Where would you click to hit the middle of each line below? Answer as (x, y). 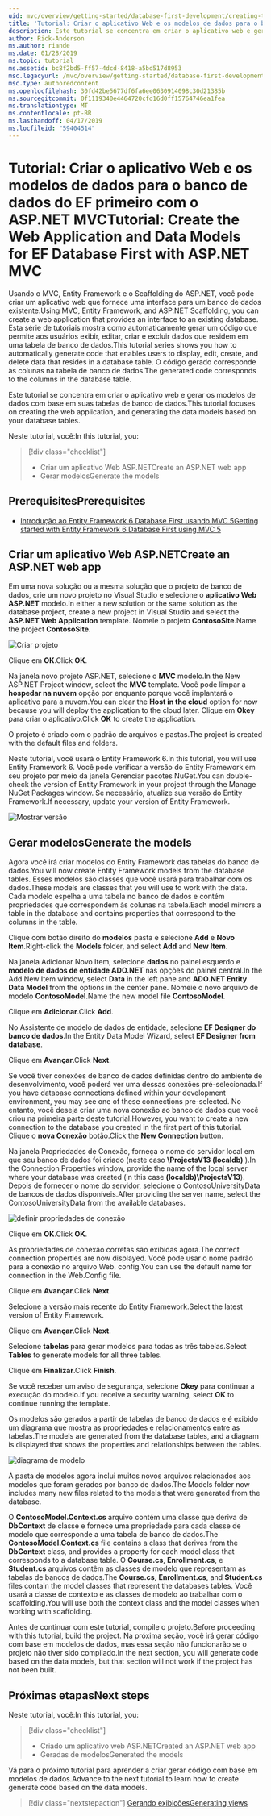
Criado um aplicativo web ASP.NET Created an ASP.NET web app (148, 1746)
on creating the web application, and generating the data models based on (132, 411)
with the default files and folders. (63, 743)
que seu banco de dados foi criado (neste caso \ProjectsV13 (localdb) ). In (132, 1160)
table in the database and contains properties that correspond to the (122, 914)
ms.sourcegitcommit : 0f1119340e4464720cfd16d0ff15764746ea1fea (117, 98)
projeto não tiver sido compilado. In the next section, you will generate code (133, 1653)
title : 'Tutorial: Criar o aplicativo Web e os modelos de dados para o (133, 23)
